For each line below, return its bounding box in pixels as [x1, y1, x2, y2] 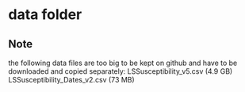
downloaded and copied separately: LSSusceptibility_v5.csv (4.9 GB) [8, 67, 233, 76]
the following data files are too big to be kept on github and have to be [8, 58, 238, 67]
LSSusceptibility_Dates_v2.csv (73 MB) [8, 75, 135, 84]
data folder [8, 6, 82, 24]
